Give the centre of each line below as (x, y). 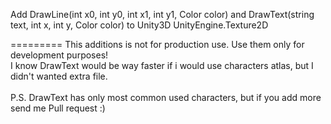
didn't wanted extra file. (59, 76)
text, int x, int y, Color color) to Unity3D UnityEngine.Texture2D (139, 25)
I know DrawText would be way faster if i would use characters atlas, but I (162, 65)
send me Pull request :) (58, 108)
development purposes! (59, 55)
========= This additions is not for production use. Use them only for (157, 44)
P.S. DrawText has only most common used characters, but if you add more (166, 97)
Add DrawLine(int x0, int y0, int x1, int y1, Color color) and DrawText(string (162, 14)
